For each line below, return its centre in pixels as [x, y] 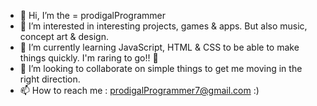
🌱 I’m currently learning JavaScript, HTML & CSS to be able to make [159, 47]
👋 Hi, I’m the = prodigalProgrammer [93, 15]
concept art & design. [64, 36]
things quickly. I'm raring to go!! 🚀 [89, 58]
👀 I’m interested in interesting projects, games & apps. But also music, [163, 26]
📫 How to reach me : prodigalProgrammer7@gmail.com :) [139, 90]
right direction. [50, 79]
